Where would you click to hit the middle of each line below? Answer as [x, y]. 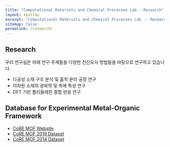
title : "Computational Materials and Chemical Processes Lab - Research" [85, 10]
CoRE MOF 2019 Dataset [38, 134]
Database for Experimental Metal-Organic [73, 108]
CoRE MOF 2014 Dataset [38, 139]
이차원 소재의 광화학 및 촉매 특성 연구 [49, 85]
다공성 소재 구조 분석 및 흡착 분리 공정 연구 [54, 79]
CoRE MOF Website [33, 128]
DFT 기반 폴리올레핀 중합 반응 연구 [47, 92]
